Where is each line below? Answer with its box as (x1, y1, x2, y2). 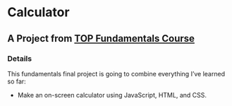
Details (7, 54, 32, 64)
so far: (7, 77, 26, 86)
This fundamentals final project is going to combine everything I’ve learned (7, 69, 226, 78)
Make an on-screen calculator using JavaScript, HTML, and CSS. (17, 90, 207, 99)
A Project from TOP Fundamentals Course (7, 33, 195, 45)
